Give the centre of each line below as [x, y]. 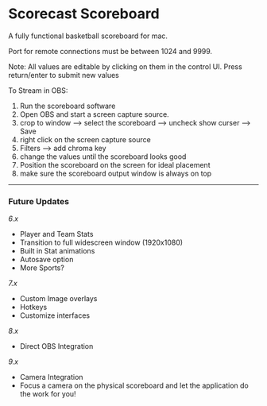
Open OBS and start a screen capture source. [94, 114]
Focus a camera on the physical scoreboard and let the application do [134, 385]
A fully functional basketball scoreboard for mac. [88, 36]
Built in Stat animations [57, 251]
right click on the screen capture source [85, 139]
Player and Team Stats [56, 234]
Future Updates [39, 201]
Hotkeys [33, 307]
